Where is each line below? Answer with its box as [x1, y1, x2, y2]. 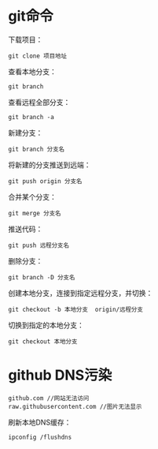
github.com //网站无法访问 [8, 394, 90, 402]
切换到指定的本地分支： [8, 320, 84, 330]
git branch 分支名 [8, 145, 65, 153]
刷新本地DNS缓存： [8, 417, 72, 427]
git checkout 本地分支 [8, 337, 78, 346]
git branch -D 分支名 [8, 273, 75, 281]
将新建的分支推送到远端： [8, 159, 91, 170]
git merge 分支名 [8, 209, 61, 217]
